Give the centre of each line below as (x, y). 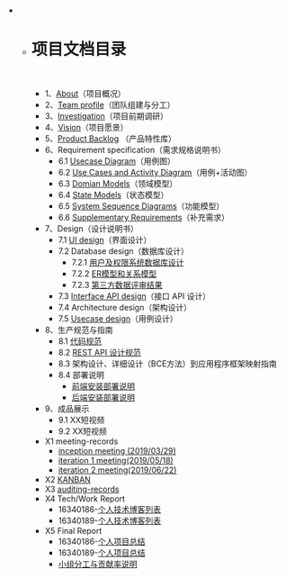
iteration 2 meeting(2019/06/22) (117, 470)
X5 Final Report (73, 530)
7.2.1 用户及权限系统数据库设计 (128, 262)
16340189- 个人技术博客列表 (110, 520)
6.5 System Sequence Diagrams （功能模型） (141, 206)
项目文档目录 (79, 50)
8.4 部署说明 (81, 375)
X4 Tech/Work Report (85, 498)
